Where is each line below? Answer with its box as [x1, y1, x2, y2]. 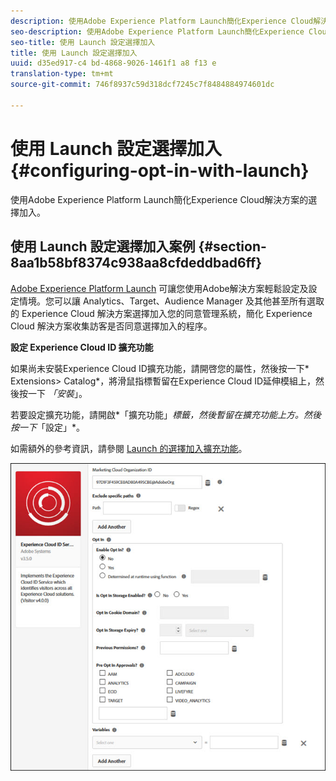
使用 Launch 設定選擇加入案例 [10, 238, 196, 255]
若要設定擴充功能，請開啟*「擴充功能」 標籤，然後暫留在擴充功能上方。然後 [10, 408, 322, 420]
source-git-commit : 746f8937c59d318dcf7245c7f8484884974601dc [10, 80, 275, 90]
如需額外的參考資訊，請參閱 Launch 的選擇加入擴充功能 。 [10, 442, 248, 454]
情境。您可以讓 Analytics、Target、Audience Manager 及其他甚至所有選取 [18, 295, 325, 307]
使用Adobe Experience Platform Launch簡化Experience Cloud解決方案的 [10, 193, 309, 205]
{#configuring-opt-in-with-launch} [10, 159, 310, 182]
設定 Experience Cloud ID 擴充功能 [10, 341, 154, 353]
